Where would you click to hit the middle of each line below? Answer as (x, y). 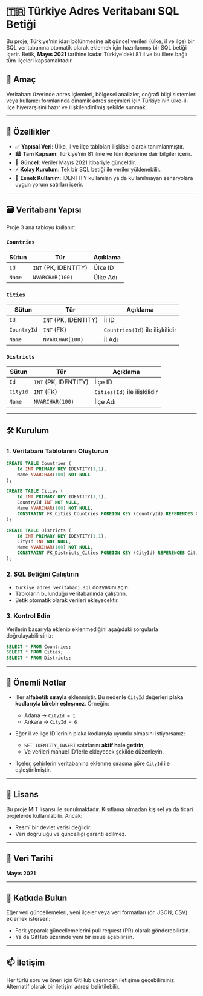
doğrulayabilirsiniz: (30, 635)
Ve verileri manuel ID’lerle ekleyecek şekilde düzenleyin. (94, 751)
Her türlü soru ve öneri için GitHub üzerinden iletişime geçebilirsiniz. (91, 980)
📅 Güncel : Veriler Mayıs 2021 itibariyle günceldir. (76, 162)
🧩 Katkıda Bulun (37, 898)
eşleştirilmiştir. (33, 770)
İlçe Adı (105, 402)
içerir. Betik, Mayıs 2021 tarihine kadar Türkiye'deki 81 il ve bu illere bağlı (97, 54)
